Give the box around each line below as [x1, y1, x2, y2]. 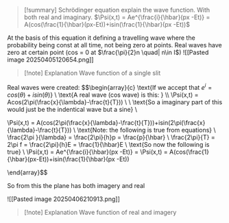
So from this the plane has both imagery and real [7, 181, 145, 189]
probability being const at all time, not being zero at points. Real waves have [7, 41, 222, 49]
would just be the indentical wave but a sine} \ [7, 105, 137, 113]
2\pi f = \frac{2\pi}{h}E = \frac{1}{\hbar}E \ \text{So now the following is [7, 140, 210, 148]
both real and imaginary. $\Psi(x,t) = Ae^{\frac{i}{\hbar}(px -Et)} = [23, 13, 210, 21]
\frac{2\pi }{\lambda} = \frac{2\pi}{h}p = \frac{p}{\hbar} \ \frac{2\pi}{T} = [7, 133, 215, 141]
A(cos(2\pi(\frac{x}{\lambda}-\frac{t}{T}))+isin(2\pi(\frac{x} [36, 118, 206, 126]
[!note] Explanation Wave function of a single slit [23, 69, 161, 77]
